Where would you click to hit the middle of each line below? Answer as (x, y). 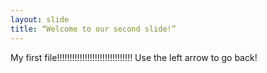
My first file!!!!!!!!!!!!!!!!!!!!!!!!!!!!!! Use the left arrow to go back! (134, 57)
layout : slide (40, 19)
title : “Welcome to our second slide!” (93, 29)
